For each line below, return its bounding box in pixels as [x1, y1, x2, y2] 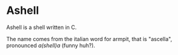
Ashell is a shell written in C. [6, 24, 77, 31]
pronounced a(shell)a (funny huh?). [6, 42, 95, 49]
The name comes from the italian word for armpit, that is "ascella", [6, 35, 173, 42]
